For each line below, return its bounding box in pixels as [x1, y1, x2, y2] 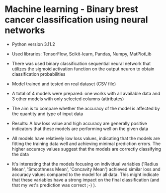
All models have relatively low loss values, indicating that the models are [11, 135, 160, 141]
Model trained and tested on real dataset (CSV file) [11, 81, 116, 87]
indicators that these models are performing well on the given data [11, 126, 149, 132]
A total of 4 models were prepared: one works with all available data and [11, 90, 160, 96]
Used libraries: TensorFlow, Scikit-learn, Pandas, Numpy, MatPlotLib [11, 51, 152, 57]
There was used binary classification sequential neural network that [11, 60, 151, 66]
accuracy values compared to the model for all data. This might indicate [11, 171, 159, 178]
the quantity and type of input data [11, 111, 83, 117]
